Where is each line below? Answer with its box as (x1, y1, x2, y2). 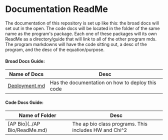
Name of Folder (18, 112, 56, 119)
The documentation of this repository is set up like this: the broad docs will (5, 20, 159, 26)
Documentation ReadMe (5, 3, 108, 15)
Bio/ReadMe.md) (7, 126, 47, 133)
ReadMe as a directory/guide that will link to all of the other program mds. (5, 36, 156, 42)
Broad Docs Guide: (5, 58, 45, 64)
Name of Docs (9, 71, 44, 78)
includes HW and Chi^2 (72, 126, 127, 133)
